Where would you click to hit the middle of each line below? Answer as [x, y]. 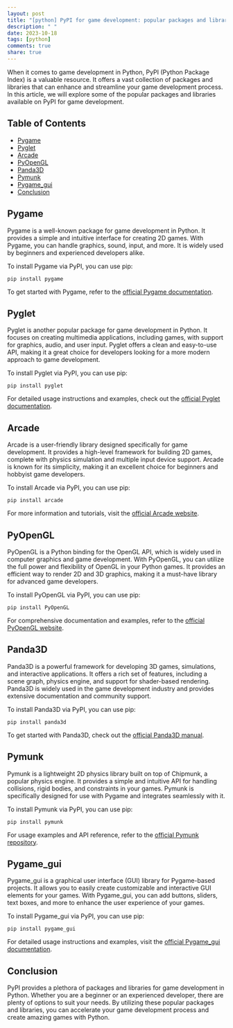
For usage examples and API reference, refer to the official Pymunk [103, 835]
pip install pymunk [35, 822]
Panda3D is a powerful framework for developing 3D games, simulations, [112, 666]
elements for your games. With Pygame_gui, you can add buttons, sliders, [113, 895]
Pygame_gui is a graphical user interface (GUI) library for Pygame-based [111, 881]
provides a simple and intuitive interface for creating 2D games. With [105, 238]
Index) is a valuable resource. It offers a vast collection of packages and [110, 79]
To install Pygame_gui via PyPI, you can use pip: [76, 916]
